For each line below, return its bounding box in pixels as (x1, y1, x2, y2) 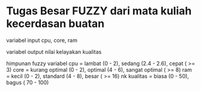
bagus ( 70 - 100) (6, 79, 49, 86)
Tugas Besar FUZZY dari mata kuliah (6, 4, 192, 18)
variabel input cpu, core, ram (6, 36, 78, 44)
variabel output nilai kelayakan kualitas (6, 48, 102, 55)
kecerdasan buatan (6, 17, 105, 30)
